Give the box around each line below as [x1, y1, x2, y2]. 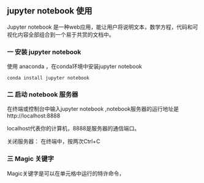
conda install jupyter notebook [7, 75, 89, 81]
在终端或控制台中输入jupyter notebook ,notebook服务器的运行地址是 [7, 105, 179, 113]
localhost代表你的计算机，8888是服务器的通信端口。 [7, 125, 140, 132]
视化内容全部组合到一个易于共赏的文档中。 [7, 31, 115, 38]
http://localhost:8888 [7, 112, 61, 119]
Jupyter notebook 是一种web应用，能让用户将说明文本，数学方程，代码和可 [7, 23, 198, 31]
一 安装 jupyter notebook [7, 48, 81, 56]
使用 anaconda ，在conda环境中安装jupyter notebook [7, 63, 143, 70]
